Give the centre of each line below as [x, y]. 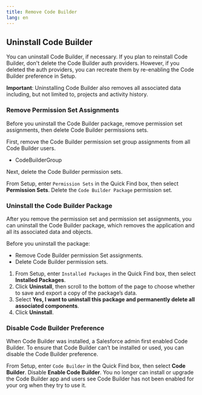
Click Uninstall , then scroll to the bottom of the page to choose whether [105, 286]
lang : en [17, 18]
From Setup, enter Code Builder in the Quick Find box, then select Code [96, 366]
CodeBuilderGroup [39, 160]
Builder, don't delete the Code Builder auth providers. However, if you [93, 63]
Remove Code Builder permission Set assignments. [79, 255]
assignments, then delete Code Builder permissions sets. [77, 130]
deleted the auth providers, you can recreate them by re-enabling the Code [100, 70]
